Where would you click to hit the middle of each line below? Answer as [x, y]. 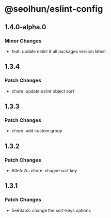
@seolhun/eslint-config [54, 9]
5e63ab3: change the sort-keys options [51, 210]
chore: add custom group [37, 131]
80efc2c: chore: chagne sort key [44, 170]
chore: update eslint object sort [43, 91]
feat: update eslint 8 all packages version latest [59, 51]
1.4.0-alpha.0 [25, 27]
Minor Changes [23, 41]
